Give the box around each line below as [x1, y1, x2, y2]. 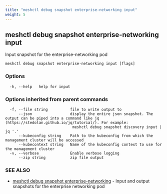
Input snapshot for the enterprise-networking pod [5, 51, 108, 57]
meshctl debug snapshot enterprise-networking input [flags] [5, 61, 135, 66]
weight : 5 [5, 12, 26, 17]
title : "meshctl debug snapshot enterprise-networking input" [5, 7, 137, 12]
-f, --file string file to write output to [9, 107, 122, 112]
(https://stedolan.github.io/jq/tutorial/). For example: [5, 120, 128, 125]
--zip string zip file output [18, 155, 104, 160]
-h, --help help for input [9, 84, 70, 89]
